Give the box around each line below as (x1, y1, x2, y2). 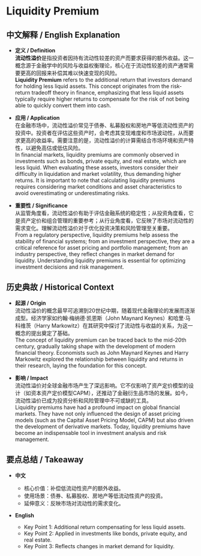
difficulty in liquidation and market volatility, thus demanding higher (14, 170, 181, 177)
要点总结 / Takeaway (6, 455, 84, 465)
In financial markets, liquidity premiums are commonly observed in (14, 151, 179, 158)
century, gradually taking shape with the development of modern (14, 342, 176, 350)
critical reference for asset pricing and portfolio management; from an (14, 244, 188, 251)
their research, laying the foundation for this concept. (14, 361, 147, 369)
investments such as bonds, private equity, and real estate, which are (14, 158, 187, 164)
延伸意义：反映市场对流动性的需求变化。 (23, 499, 124, 507)
